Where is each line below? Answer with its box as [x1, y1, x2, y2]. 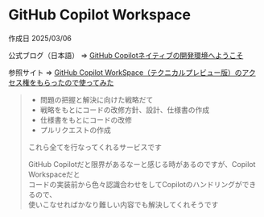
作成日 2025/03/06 [8, 33, 72, 43]
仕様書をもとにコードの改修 [39, 115, 133, 124]
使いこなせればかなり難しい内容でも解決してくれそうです [27, 199, 219, 209]
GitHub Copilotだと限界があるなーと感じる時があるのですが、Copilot [27, 159, 256, 169]
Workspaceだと [27, 169, 80, 179]
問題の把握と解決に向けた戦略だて [39, 94, 154, 104]
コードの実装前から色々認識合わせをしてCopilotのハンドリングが [27, 179, 243, 189]
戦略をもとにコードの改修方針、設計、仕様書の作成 [39, 105, 210, 115]
